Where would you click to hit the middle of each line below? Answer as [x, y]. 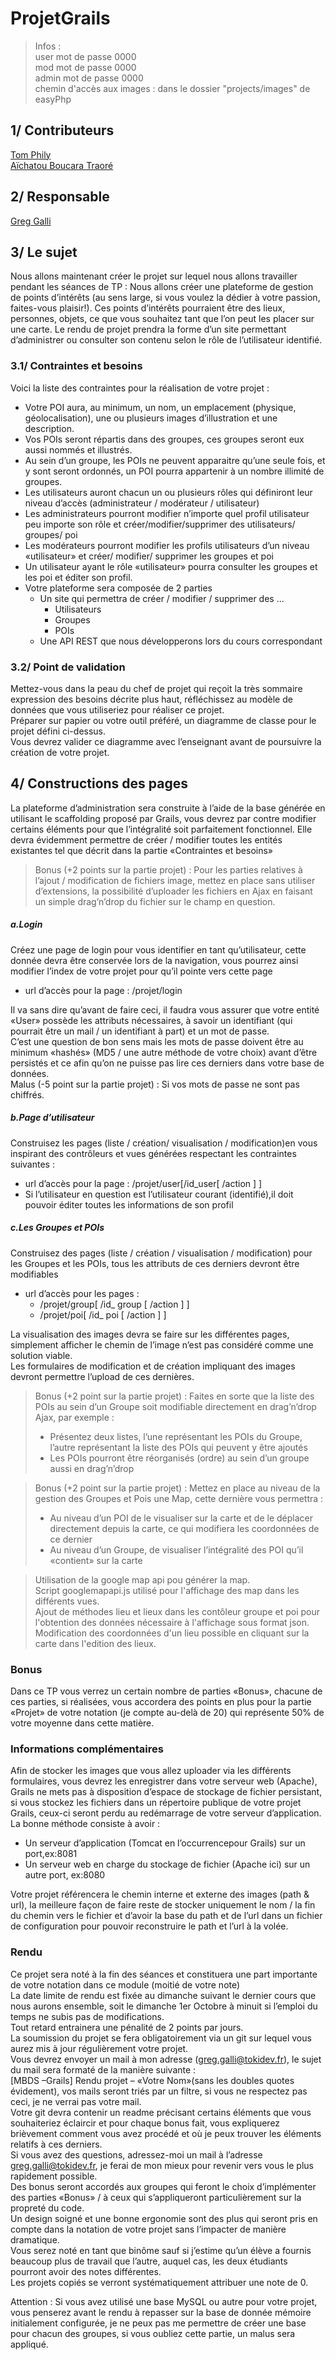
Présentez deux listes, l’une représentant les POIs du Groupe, [176, 1436]
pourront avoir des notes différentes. [86, 2271]
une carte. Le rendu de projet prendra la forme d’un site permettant [148, 329]
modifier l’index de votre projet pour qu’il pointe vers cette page [141, 971]
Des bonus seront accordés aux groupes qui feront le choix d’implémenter [163, 2186]
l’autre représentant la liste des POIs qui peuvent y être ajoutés [178, 1447]
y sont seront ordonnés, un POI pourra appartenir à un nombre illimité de [174, 471]
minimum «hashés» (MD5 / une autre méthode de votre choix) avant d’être [164, 1052]
